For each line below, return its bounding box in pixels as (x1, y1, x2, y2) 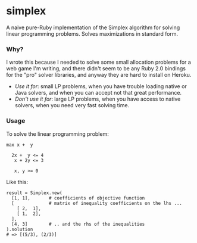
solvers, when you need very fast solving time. (14, 102, 130, 109)
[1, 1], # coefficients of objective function (11, 195, 145, 201)
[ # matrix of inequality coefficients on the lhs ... (11, 200, 183, 206)
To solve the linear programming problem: (6, 130, 109, 138)
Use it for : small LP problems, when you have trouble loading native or (14, 83, 187, 90)
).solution (6, 226, 33, 232)
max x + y (6, 142, 33, 148)
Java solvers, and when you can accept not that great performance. (14, 89, 182, 96)
